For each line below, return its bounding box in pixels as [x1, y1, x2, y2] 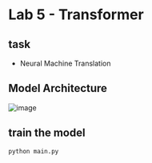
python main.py [8, 147, 59, 155]
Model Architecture [8, 81, 108, 95]
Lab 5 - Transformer [8, 6, 144, 24]
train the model [8, 126, 86, 140]
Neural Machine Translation [19, 58, 111, 68]
